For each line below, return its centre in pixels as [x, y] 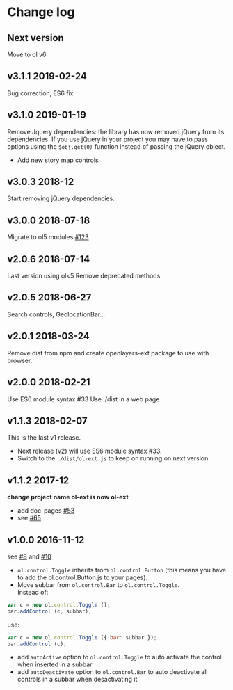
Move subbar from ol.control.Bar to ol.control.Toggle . [98, 584]
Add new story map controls [58, 160]
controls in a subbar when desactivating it [77, 680]
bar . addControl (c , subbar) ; [49, 611]
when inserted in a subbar [55, 664]
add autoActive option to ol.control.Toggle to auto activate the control [119, 657]
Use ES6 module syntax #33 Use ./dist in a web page [83, 399]
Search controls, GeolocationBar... [56, 314]
